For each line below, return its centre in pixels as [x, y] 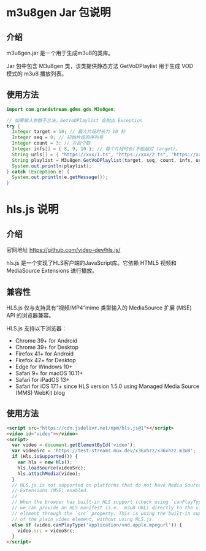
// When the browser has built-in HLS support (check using [90, 502]
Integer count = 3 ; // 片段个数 [51, 143]
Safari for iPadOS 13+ [42, 380]
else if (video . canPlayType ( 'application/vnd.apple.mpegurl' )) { [97, 525]
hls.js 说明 [32, 210]
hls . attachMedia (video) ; [49, 473]
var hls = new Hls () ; [45, 462]
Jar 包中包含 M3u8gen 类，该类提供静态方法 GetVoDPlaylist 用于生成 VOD [100, 66]
